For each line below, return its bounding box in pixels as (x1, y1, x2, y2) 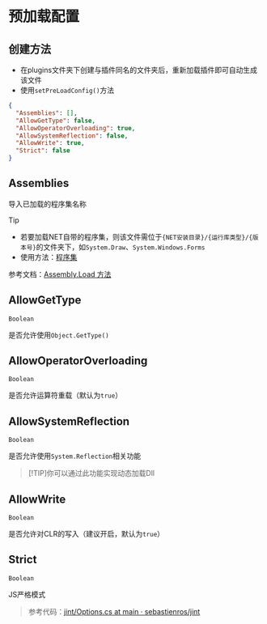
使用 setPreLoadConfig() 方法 (19, 86, 115, 95)
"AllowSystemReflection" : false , (15, 131, 129, 140)
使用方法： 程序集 (19, 252, 78, 261)
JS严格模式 (8, 589, 46, 599)
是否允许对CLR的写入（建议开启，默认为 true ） (8, 529, 164, 539)
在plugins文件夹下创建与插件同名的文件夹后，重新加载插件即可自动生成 (19, 66, 257, 74)
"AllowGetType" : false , (15, 117, 95, 125)
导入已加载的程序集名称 (8, 199, 87, 209)
